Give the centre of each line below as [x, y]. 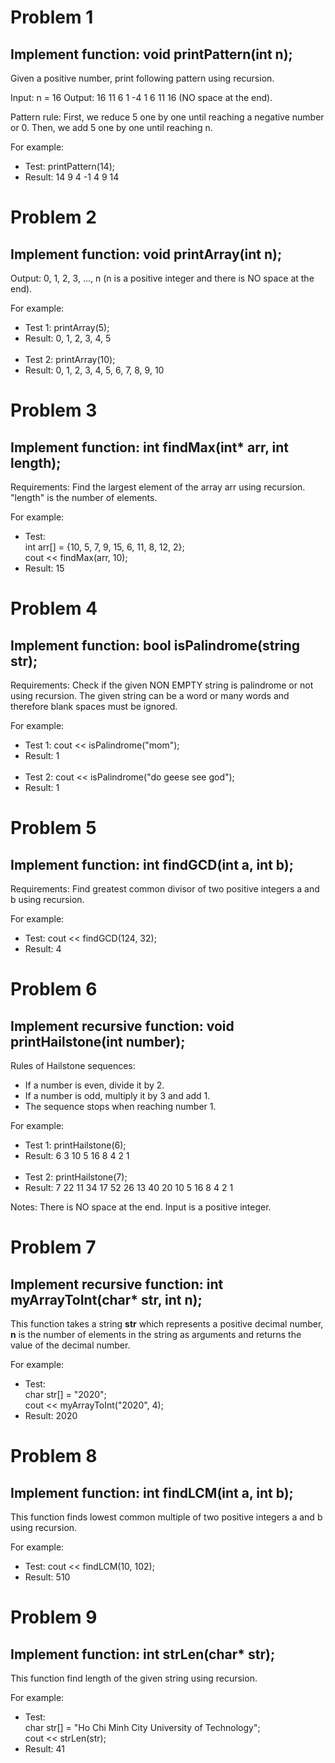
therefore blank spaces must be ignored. [94, 706]
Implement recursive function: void [122, 1026]
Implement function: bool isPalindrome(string [155, 645]
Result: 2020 [51, 1415]
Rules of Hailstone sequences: [73, 1065]
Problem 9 [54, 1617]
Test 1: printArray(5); [67, 327]
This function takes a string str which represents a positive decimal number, [167, 1324]
